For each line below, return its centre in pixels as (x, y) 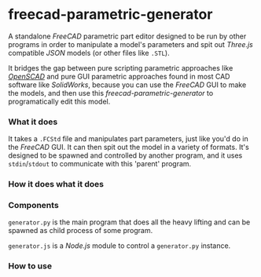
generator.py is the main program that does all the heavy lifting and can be (129, 222)
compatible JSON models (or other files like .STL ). (89, 53)
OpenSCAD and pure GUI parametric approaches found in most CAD (119, 76)
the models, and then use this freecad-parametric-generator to (111, 93)
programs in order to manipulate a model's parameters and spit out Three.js (130, 44)
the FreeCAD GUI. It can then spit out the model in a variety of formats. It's (129, 148)
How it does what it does (56, 184)
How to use (30, 266)
